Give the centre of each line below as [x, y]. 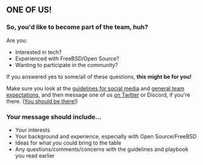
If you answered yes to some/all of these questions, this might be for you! [99, 76]
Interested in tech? [38, 52]
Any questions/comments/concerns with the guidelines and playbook [102, 149]
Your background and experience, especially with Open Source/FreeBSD [106, 136]
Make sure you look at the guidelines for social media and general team [95, 88]
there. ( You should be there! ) [42, 101]
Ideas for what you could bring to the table [68, 143]
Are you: [17, 40]
